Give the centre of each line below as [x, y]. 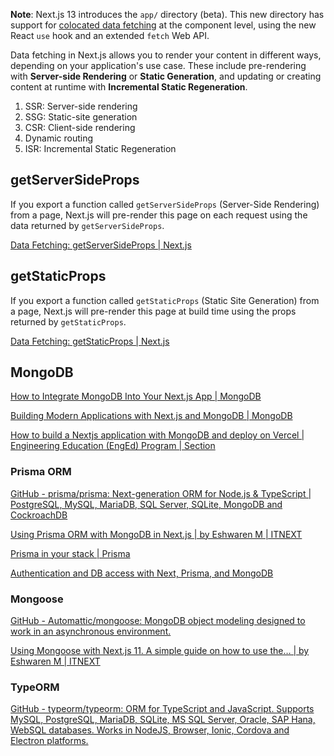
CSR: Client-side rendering [80, 127]
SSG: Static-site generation [81, 117]
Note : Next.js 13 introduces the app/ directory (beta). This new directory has [167, 14]
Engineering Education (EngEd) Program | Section [113, 446]
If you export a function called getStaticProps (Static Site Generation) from [165, 300]
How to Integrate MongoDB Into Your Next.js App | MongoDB [136, 396]
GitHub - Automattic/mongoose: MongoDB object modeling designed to [158, 621]
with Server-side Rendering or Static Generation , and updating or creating [166, 76]
